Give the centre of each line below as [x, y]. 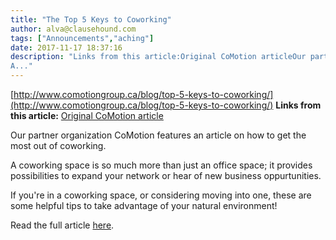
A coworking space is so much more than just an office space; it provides [161, 165]
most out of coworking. [58, 145]
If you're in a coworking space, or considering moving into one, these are [161, 195]
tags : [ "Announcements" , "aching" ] [82, 38]
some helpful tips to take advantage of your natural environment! [144, 205]
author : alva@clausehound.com [73, 29]
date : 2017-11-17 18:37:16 [66, 47]
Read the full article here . [62, 225]
